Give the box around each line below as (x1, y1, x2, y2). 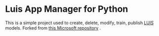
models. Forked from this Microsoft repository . (5, 25, 101, 31)
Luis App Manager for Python (5, 3, 128, 15)
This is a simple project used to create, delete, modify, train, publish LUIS (5, 20, 154, 26)
